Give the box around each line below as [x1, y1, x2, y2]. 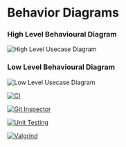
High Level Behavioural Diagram [7, 30, 117, 39]
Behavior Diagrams [7, 5, 120, 21]
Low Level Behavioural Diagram [7, 62, 116, 72]
